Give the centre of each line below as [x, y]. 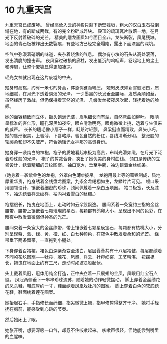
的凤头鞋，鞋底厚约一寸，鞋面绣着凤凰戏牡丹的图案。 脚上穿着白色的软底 [80, 286]
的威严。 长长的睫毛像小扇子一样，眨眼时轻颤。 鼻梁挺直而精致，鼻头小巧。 [83, 129]
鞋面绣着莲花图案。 [38, 292]
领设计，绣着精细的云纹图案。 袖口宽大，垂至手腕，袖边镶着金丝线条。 [78, 165]
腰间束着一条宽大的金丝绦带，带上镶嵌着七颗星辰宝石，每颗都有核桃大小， [81, 227]
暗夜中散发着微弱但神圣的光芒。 [38, 217]
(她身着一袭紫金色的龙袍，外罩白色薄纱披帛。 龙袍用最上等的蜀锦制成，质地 [83, 175]
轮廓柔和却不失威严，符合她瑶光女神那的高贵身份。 [57, 142]
